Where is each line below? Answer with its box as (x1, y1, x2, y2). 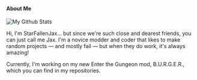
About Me (6, 5, 32, 12)
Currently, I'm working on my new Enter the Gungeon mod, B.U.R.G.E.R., (6, 61, 185, 68)
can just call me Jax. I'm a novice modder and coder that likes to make (6, 36, 181, 43)
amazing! (6, 49, 29, 57)
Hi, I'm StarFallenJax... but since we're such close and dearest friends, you (6, 30, 192, 37)
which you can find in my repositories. (6, 67, 101, 75)
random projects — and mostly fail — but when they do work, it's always (6, 43, 186, 50)
